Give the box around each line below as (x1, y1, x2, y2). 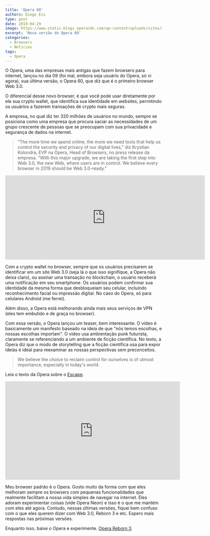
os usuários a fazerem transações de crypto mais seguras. (5, 103, 126, 110)
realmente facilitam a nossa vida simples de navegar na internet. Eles (5, 495, 147, 501)
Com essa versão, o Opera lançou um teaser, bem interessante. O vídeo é (5, 320, 157, 326)
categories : (5, 35, 30, 40)
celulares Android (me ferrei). (5, 296, 66, 302)
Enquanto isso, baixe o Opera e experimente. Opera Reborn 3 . (5, 526, 133, 532)
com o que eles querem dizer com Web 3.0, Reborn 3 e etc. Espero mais (5, 511, 154, 517)
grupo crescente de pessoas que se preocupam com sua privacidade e (5, 124, 152, 130)
